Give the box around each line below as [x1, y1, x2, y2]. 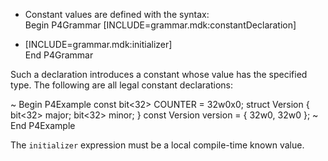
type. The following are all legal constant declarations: [10, 79, 234, 91]
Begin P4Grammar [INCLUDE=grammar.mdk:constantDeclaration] [24, 19, 297, 31]
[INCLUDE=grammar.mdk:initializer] [24, 39, 173, 50]
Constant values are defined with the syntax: [24, 9, 210, 20]
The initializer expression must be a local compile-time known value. [10, 139, 305, 151]
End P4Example [10, 120, 76, 131]
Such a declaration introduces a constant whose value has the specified [10, 69, 308, 80]
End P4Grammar [24, 49, 94, 61]
